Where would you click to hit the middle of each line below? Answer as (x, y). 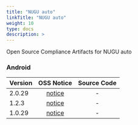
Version (21, 83)
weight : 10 (20, 23)
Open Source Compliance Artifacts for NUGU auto (69, 52)
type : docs (20, 29)
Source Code (97, 83)
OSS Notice (55, 83)
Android (19, 67)
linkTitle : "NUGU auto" (36, 18)
